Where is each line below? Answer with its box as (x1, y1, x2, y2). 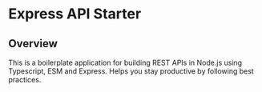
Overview (8, 37, 58, 50)
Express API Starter (8, 5, 142, 23)
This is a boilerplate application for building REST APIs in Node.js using (8, 58, 243, 67)
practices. (8, 75, 42, 84)
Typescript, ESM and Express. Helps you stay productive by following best (8, 66, 254, 76)
